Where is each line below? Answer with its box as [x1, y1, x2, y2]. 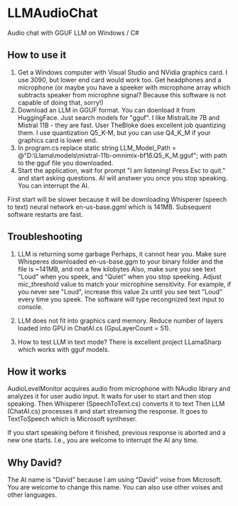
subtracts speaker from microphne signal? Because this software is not [17, 90, 226, 99]
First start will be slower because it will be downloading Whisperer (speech [7, 195, 227, 203]
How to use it [7, 49, 67, 61]
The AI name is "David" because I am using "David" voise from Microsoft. [7, 475, 222, 484]
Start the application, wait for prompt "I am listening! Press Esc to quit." [17, 166, 226, 175]
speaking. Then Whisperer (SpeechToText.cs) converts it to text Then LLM [7, 399, 225, 408]
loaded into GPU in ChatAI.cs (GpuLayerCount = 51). [17, 323, 171, 332]
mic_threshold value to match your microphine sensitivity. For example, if [17, 279, 232, 289]
